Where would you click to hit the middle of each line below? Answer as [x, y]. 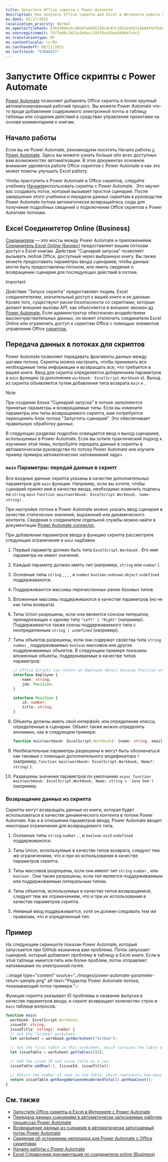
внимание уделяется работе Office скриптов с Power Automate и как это [83, 166]
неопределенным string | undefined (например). [66, 630]
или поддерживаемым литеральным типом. [60, 881]
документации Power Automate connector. [50, 525]
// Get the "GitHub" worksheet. [44, 1034]
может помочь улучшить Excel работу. [47, 171]
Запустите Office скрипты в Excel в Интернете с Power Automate [82, 1112]
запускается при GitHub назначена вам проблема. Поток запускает [78, 950]
